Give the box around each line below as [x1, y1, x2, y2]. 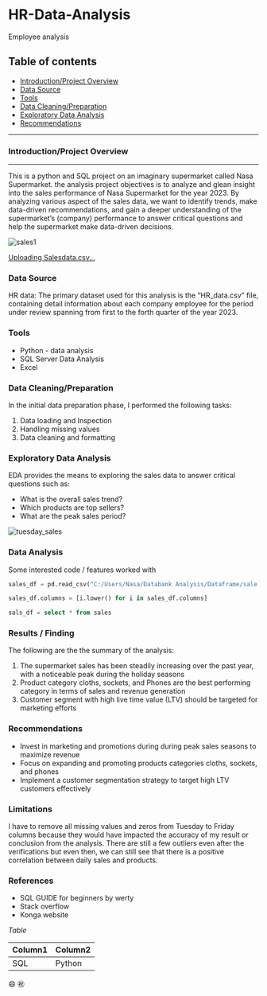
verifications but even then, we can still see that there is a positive [8, 847, 225, 857]
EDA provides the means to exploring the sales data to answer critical [8, 471, 236, 480]
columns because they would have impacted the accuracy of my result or [8, 830, 249, 840]
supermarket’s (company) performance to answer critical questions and [8, 213, 244, 224]
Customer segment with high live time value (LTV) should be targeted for [19, 694, 258, 705]
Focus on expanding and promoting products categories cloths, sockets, [19, 758, 257, 768]
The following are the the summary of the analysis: [8, 646, 175, 656]
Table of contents [8, 55, 97, 68]
